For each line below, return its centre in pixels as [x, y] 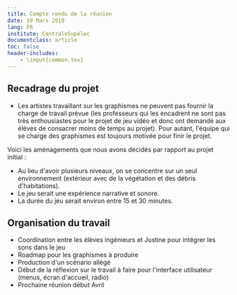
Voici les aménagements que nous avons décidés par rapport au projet [110, 149]
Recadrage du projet [53, 89]
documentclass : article [42, 40]
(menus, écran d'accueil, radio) [63, 277]
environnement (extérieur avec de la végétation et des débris [106, 178]
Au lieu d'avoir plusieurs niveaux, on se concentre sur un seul [107, 170]
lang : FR [20, 27]
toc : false [23, 47]
